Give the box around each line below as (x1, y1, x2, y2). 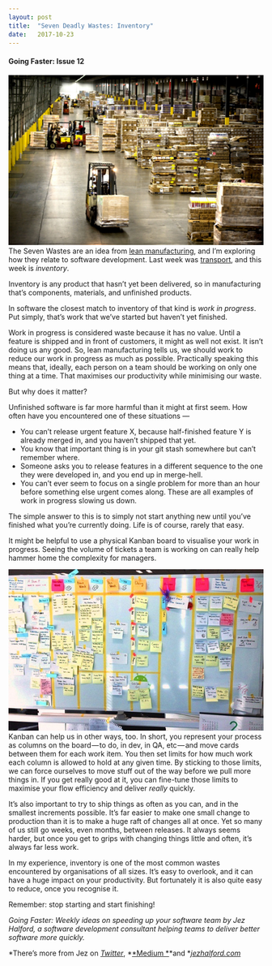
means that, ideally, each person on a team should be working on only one (8, 362, 257, 372)
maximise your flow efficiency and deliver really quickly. (8, 783, 196, 793)
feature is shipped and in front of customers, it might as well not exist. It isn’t (8, 336, 264, 346)
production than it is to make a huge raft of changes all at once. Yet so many (8, 816, 263, 826)
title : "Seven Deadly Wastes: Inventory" (8, 21, 154, 30)
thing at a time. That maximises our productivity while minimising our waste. (8, 370, 261, 381)
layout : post (8, 13, 53, 21)
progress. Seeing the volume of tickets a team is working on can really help (8, 544, 260, 554)
